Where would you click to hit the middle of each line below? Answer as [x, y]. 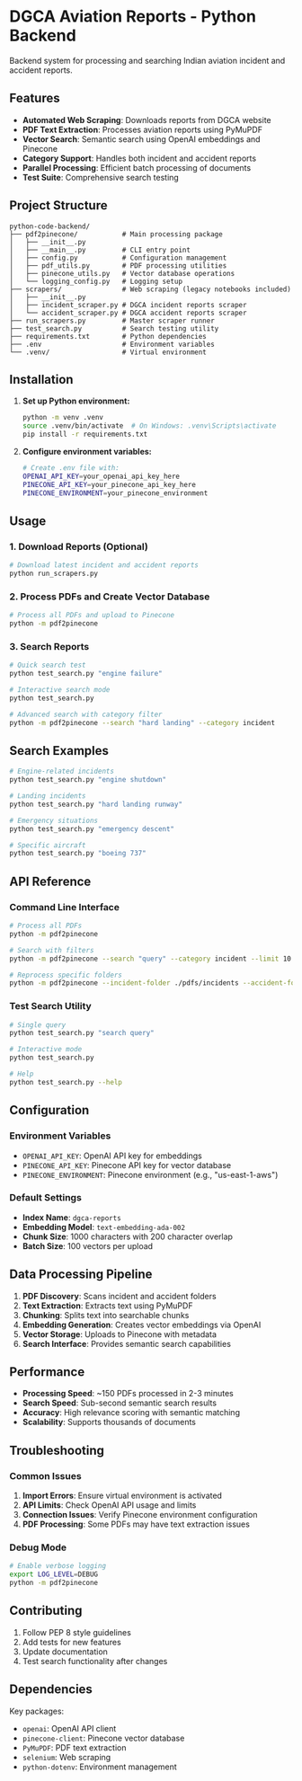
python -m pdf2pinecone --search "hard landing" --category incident [142, 722]
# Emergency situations [54, 820]
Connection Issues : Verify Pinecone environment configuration [140, 1515]
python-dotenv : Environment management [99, 1767]
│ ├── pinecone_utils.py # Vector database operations [122, 273]
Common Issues [46, 1475]
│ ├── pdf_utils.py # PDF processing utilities [118, 266]
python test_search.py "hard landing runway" [96, 804]
